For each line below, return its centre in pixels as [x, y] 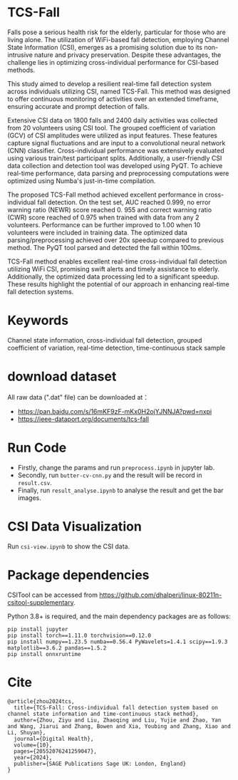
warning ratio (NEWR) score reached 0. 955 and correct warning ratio [110, 209]
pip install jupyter [38, 629]
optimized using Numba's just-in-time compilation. [82, 181]
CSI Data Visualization [75, 526]
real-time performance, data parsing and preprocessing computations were [118, 173]
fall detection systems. [41, 291]
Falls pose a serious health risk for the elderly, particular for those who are [117, 32]
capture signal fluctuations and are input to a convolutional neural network [117, 142]
